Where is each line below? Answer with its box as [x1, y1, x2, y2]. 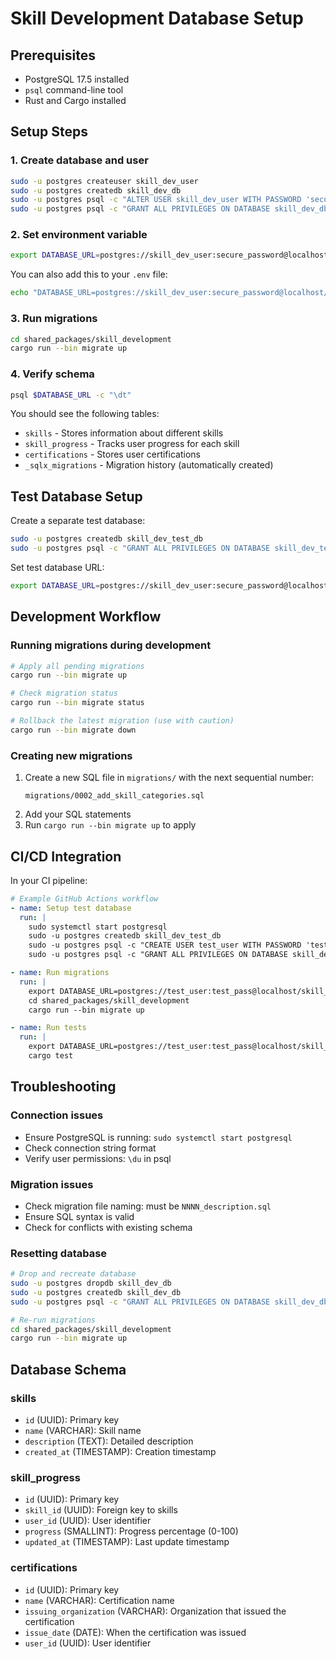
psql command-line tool [24, 84, 124, 96]
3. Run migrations [10, 312, 98, 326]
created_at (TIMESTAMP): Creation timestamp [24, 1446, 217, 1458]
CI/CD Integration [10, 848, 122, 865]
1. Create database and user [10, 153, 149, 167]
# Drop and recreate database [10, 1269, 137, 1279]
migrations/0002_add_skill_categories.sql [24, 791, 205, 801]
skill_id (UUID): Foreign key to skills [24, 1504, 178, 1516]
